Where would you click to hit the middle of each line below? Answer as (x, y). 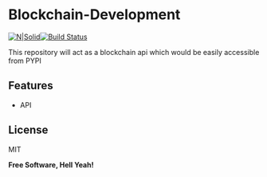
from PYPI (25, 61)
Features (31, 86)
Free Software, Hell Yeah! (51, 164)
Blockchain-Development (94, 15)
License (28, 130)
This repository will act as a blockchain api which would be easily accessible (134, 52)
